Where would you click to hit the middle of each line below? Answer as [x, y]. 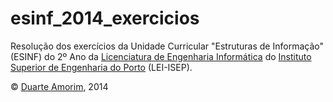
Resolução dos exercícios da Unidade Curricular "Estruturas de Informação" [167, 46]
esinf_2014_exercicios [105, 18]
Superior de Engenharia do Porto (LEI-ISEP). [101, 67]
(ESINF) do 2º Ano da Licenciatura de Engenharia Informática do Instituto [161, 56]
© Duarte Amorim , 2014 [59, 86]
